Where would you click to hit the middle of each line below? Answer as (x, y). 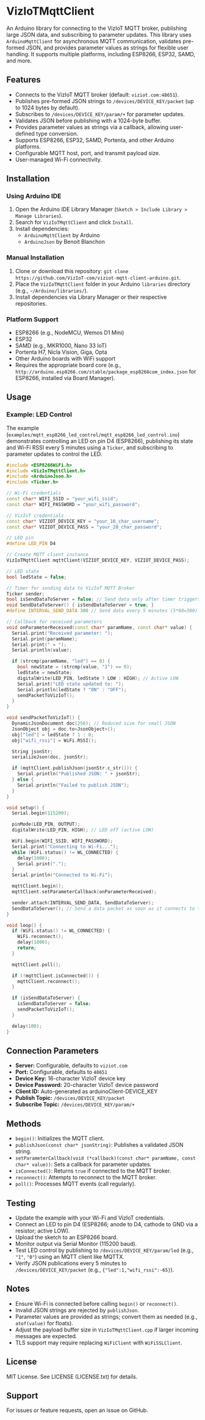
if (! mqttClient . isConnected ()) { (56, 976)
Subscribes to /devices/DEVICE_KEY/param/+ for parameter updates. (100, 114)
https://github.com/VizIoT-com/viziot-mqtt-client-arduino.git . (98, 277)
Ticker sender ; (26, 594)
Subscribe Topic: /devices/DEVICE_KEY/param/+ (75, 1105)
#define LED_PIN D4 (31, 544)
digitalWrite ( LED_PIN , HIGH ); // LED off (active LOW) (83, 830)
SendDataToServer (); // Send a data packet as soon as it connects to (103, 909)
